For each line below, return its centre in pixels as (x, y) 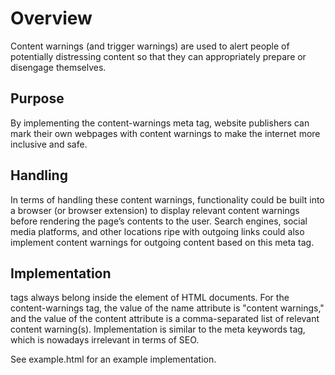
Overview (51, 18)
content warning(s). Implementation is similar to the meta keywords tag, (158, 329)
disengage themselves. (58, 67)
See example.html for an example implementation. (113, 359)
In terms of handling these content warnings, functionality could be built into (167, 199)
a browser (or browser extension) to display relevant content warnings (155, 210)
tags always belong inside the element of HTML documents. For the (150, 298)
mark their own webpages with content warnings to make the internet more (165, 133)
